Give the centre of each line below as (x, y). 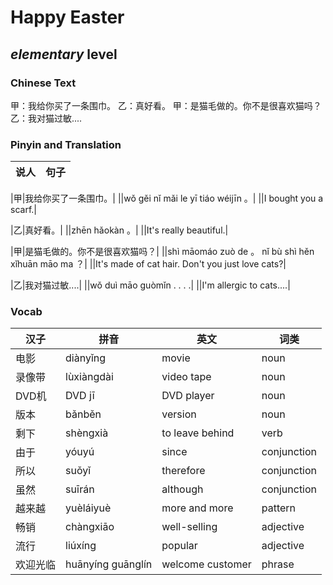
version (179, 414)
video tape (186, 377)
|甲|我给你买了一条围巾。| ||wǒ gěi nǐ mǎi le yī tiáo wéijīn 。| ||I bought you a (167, 198)
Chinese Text (43, 83)
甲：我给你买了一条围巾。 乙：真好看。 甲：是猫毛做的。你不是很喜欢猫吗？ (166, 105)
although (182, 489)
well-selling (189, 527)
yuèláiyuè (88, 508)
